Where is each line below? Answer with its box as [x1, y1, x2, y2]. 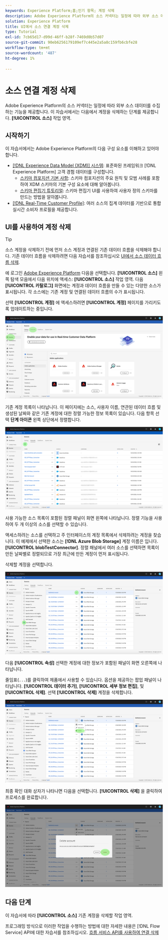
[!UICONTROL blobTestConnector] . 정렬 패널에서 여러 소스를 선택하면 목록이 [5, 544, 159, 550]
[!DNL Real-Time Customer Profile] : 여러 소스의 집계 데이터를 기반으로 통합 [12, 200, 161, 206]
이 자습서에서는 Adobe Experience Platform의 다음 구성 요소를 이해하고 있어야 [5, 146, 159, 152]
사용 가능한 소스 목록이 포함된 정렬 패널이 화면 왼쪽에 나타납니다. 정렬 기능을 [5, 515, 153, 521]
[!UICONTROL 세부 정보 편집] [79, 683, 137, 689]
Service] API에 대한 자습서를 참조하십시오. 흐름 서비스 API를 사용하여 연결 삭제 [5, 929, 159, 935]
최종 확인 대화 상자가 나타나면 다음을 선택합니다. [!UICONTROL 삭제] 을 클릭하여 [5, 788, 162, 794]
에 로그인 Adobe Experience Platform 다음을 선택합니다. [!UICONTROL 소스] [5, 269, 157, 276]
